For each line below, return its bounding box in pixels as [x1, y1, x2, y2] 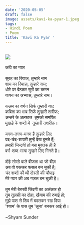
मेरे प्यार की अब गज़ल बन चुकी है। [5, 175, 59, 181]
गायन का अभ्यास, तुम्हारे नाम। [5, 92, 53, 98]
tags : [5, 21, 16, 26]
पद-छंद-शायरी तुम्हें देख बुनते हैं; [5, 136, 55, 142]
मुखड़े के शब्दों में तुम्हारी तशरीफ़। [5, 120, 58, 126]
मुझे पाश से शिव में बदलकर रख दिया [5, 198, 61, 204]
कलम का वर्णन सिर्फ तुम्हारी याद [5, 103, 54, 109]
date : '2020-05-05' [5, 7, 46, 12]
